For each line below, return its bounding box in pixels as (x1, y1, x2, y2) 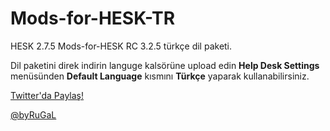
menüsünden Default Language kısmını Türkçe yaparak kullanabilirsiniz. (10, 70, 310, 82)
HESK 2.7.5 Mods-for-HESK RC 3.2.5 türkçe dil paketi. (10, 40, 233, 52)
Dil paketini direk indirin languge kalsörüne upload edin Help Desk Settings (10, 59, 320, 71)
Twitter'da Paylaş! (10, 89, 85, 101)
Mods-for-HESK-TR (10, 7, 176, 30)
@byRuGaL (10, 108, 57, 121)
